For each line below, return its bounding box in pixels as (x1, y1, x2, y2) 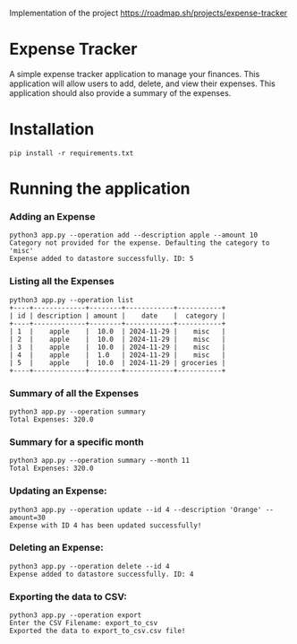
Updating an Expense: (9, 484, 107, 497)
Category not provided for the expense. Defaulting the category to (9, 239, 270, 248)
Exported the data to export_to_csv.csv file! (9, 627, 186, 636)
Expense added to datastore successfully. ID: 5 (9, 255, 194, 264)
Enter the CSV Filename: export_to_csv (9, 619, 158, 628)
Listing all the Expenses (9, 275, 115, 288)
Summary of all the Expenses (9, 387, 140, 399)
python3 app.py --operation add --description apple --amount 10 (9, 231, 258, 240)
